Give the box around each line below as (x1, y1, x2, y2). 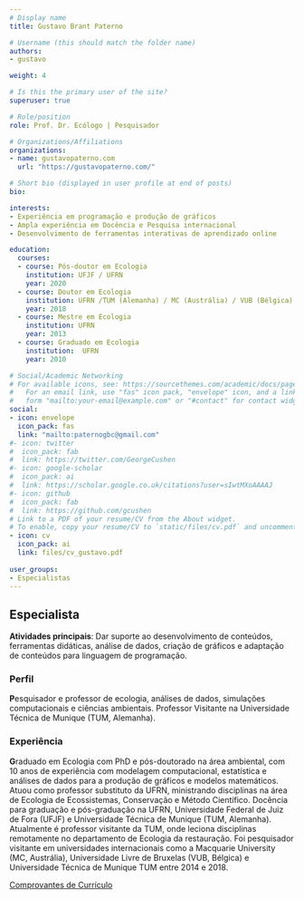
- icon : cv (9, 531, 51, 540)
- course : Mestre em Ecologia (17, 313, 131, 322)
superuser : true (9, 96, 71, 105)
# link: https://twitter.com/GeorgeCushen (9, 455, 176, 465)
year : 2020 (25, 278, 67, 288)
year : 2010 (25, 354, 67, 363)
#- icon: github (9, 488, 71, 498)
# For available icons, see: (9, 380, 119, 389)
